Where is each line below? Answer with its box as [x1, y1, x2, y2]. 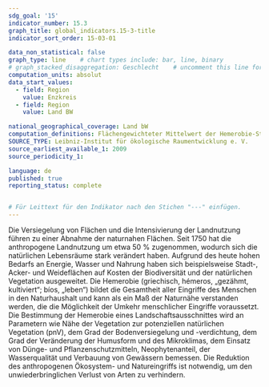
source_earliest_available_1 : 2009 [8, 145, 127, 153]
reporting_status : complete [8, 182, 102, 190]
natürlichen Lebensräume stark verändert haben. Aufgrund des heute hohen [8, 251, 260, 260]
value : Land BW [22, 108, 74, 116]
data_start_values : [8, 78, 74, 87]
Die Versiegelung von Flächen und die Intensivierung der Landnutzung [8, 225, 241, 235]
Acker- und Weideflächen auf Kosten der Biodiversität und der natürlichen [8, 268, 253, 277]
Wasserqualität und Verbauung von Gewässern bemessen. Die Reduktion [8, 353, 250, 362]
